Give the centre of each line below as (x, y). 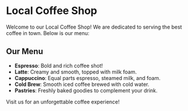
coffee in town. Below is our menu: (48, 33)
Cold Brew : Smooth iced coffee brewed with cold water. (82, 84)
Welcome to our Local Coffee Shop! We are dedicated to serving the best (94, 27)
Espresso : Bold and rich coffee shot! (59, 65)
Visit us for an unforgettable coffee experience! (63, 102)
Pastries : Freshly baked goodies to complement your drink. (86, 90)
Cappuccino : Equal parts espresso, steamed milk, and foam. (87, 78)
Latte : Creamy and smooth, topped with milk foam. (76, 72)
